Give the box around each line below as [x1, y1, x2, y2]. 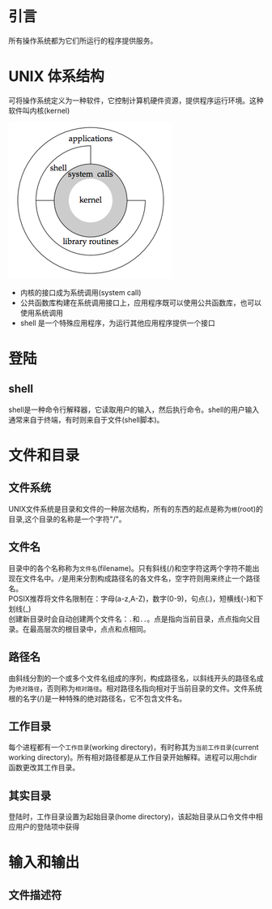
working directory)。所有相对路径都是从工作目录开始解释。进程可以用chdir [8, 752, 257, 762]
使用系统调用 [19, 307, 63, 317]
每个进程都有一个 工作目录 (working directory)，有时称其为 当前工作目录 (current [8, 743, 259, 752]
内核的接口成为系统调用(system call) [19, 287, 142, 297]
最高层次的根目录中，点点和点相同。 [29, 624, 151, 633]
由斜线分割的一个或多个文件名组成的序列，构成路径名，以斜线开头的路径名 [8, 673, 257, 683]
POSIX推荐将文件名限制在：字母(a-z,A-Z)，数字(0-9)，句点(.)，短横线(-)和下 [8, 594, 264, 603]
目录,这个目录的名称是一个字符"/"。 [8, 514, 127, 524]
